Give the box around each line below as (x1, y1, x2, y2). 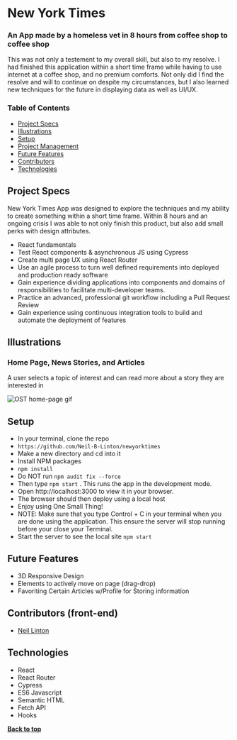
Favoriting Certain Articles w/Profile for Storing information (17, 587, 190, 595)
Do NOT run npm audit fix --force (17, 472, 122, 480)
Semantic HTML (17, 695, 65, 704)
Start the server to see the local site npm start (17, 532, 152, 541)
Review (17, 300, 40, 309)
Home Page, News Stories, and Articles (7, 357, 145, 367)
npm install (17, 466, 53, 473)
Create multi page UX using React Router (17, 255, 138, 264)
